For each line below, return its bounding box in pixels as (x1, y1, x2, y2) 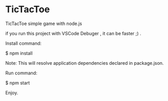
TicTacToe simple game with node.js (5, 20, 82, 27)
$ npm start (5, 80, 30, 86)
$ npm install (5, 50, 33, 56)
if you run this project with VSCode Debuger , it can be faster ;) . (5, 30, 141, 36)
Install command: (5, 40, 42, 46)
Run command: (5, 70, 38, 76)
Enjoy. (5, 89, 18, 95)
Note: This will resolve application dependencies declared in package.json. (5, 60, 164, 66)
